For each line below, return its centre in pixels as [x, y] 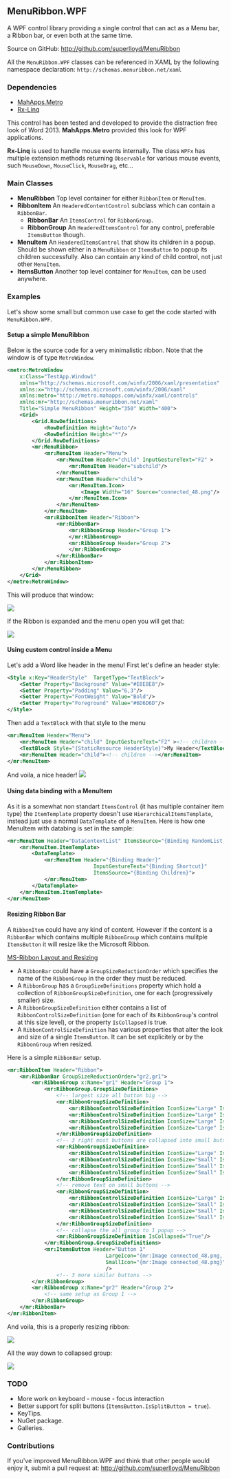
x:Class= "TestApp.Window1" [58, 376]
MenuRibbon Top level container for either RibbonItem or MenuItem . [111, 198]
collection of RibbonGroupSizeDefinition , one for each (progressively [115, 992]
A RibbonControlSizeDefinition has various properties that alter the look [120, 1029]
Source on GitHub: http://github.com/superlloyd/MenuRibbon [94, 48]
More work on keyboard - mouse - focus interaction [90, 1399]
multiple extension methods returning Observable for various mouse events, [114, 159]
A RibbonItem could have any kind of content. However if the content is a [110, 929]
